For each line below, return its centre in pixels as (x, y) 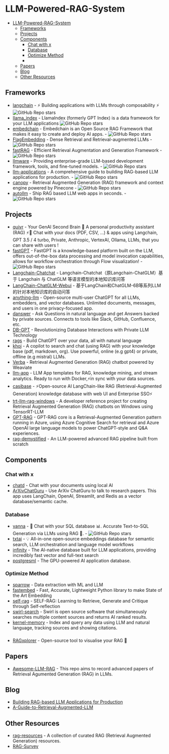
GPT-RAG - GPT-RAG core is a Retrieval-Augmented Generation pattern (87, 417)
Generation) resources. (37, 741)
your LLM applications (36, 123)
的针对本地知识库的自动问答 (41, 291)
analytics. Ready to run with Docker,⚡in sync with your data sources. (84, 379)
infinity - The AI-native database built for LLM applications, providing (84, 550)
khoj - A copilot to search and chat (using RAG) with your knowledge (84, 346)
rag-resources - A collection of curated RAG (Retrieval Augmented (81, 736)
